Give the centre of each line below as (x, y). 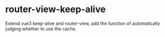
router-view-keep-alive (56, 9)
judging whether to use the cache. (41, 28)
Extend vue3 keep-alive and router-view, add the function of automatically (83, 23)
